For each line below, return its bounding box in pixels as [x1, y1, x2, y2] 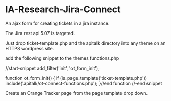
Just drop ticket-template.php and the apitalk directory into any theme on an [5, 40, 166, 46]
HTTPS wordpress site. [5, 45, 54, 51]
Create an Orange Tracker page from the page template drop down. [5, 90, 148, 96]
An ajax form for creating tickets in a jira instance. [5, 20, 110, 26]
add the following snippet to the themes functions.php [5, 55, 119, 61]
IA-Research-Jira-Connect [5, 4, 121, 15]
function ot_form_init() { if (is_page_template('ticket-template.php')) [5, 75, 147, 81]
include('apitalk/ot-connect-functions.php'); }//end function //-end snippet [5, 80, 162, 86]
